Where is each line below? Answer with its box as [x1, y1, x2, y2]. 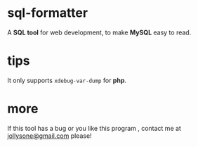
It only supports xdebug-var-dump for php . [7, 76, 127, 84]
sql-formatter [7, 5, 88, 21]
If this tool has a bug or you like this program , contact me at [7, 124, 181, 132]
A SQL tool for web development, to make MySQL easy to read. [7, 28, 192, 37]
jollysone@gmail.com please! [7, 132, 93, 140]
